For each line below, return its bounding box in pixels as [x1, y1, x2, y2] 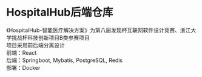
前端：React [6, 49, 37, 56]
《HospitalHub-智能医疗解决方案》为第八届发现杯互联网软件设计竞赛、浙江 [6, 26, 191, 34]
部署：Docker [6, 64, 41, 71]
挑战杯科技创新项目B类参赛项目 [11, 34, 90, 41]
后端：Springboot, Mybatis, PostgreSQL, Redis [6, 57, 123, 64]
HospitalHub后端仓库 [6, 5, 113, 19]
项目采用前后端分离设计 [6, 42, 65, 49]
